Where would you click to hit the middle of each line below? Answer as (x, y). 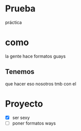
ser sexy (21, 118)
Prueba (20, 9)
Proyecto (24, 103)
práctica (14, 22)
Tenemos (20, 72)
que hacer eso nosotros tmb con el (41, 84)
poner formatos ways (34, 123)
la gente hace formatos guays (35, 56)
